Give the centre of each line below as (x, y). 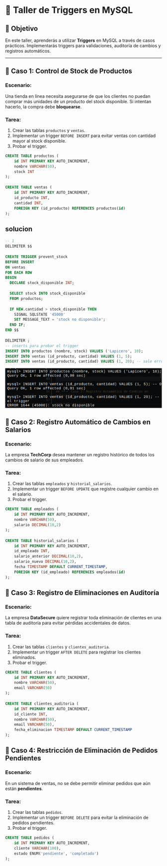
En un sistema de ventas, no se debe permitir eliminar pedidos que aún (78, 783)
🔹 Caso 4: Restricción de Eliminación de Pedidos (82, 751)
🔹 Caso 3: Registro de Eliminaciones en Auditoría (82, 593)
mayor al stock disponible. (39, 141)
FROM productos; (26, 298)
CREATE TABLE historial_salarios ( (42, 541)
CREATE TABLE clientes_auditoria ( (42, 704)
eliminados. (24, 657)
